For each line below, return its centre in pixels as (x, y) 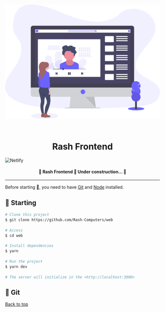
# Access (14, 230)
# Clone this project (27, 215)
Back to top (17, 304)
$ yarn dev (16, 267)
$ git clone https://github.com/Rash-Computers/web (59, 220)
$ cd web (14, 236)
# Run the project (24, 261)
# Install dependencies (29, 246)
